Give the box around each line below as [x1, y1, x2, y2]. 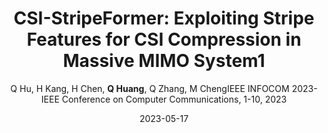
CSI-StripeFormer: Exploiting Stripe [13, 7, 315, 30]
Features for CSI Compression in [26, 28, 302, 51]
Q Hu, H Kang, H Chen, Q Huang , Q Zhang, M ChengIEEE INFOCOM [10, 82, 290, 94]
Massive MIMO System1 [62, 50, 266, 72]
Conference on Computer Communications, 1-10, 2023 [61, 93, 288, 105]
